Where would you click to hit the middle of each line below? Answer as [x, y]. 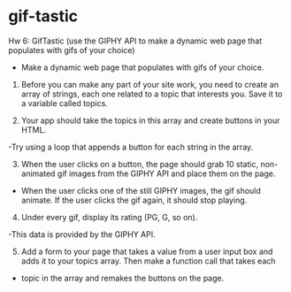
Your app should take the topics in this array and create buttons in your [150, 120]
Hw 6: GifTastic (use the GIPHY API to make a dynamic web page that [135, 41]
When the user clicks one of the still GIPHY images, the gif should [141, 190]
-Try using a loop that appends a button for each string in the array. [131, 147]
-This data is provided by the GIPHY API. [82, 234]
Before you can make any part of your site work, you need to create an [150, 84]
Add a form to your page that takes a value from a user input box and [147, 251]
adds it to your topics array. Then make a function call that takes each [148, 261]
